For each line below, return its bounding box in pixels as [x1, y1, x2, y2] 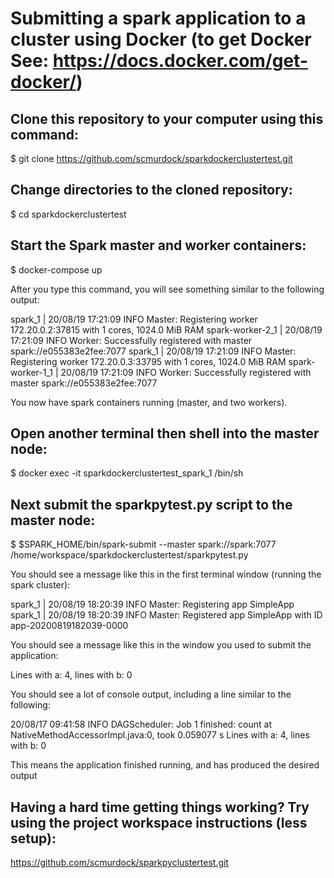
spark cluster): [10, 579, 71, 591]
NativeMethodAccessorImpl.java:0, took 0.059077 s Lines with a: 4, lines [10, 729, 310, 741]
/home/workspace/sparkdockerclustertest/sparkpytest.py [10, 549, 249, 561]
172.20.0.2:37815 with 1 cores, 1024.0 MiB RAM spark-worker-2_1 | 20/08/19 [10, 323, 323, 336]
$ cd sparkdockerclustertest [10, 208, 127, 220]
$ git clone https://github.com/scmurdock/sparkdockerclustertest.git [10, 153, 293, 164]
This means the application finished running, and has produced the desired [10, 759, 320, 771]
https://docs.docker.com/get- [52, 50, 308, 72]
